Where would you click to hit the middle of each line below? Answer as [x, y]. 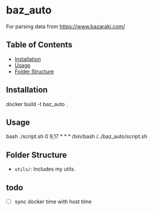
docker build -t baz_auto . [37, 104]
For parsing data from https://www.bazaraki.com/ [66, 26]
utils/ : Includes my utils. [45, 169]
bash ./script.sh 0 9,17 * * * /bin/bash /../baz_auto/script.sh [77, 137]
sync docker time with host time [53, 202]
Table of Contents [39, 45]
